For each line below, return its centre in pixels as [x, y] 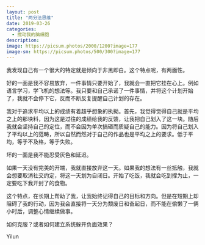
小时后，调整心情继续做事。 [41, 211]
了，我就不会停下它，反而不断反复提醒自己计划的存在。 [76, 98]
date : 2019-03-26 [28, 23]
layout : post [23, 12]
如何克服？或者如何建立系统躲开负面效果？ [60, 224]
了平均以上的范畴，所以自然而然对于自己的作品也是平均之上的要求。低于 [97, 134]
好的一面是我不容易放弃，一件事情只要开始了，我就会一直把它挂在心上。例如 [103, 82]
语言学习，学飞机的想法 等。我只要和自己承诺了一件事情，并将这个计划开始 [100, 90]
